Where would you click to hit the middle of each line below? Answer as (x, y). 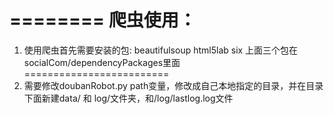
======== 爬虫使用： (103, 20)
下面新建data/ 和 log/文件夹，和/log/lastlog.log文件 (128, 98)
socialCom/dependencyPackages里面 (102, 62)
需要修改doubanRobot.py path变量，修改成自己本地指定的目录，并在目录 (173, 85)
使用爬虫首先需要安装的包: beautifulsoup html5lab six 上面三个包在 (161, 50)
